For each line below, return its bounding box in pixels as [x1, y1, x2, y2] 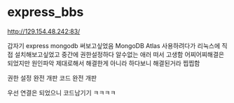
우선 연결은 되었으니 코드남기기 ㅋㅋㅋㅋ [7, 88, 116, 97]
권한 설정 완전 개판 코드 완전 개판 [7, 74, 97, 82]
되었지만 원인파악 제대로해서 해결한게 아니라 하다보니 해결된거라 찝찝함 [7, 58, 200, 67]
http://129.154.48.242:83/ [7, 27, 81, 35]
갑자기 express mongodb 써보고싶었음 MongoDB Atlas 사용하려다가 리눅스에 [7, 41, 221, 49]
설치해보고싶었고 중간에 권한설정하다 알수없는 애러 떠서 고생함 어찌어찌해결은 [14, 50, 225, 58]
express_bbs [7, 4, 84, 20]
